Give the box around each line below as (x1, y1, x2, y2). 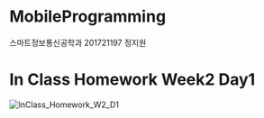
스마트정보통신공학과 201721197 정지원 (9, 37, 147, 48)
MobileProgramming (9, 6, 167, 27)
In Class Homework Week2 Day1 (9, 69, 256, 90)
